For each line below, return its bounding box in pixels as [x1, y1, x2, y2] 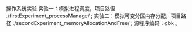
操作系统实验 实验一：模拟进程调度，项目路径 [6, 5, 115, 12]
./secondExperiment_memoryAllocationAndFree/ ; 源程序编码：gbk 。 [12, 20, 181, 26]
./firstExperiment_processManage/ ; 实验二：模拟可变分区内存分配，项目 [6, 12, 181, 19]
